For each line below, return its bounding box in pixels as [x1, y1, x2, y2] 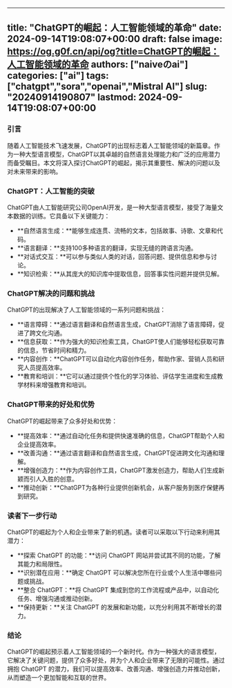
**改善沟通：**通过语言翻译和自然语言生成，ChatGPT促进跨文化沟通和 [17, 448, 219, 457]
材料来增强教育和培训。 [23, 381, 90, 389]
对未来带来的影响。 [7, 167, 62, 175]
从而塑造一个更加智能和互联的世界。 [7, 673, 110, 682]
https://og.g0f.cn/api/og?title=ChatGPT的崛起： [7, 46, 220, 57]
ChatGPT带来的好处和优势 [7, 400, 95, 410]
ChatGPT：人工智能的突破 [7, 186, 95, 195]
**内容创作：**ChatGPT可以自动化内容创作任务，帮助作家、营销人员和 [17, 355, 219, 363]
